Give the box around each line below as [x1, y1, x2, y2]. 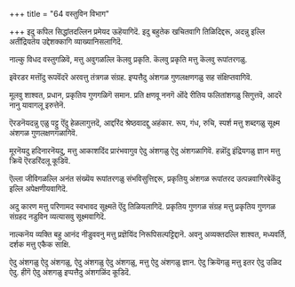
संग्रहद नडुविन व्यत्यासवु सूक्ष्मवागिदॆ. [9, 211, 107, 222]
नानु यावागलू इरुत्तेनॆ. [9, 100, 67, 111]
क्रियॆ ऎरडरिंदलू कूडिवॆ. [9, 156, 71, 166]
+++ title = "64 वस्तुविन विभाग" [9, 9, 109, 19]
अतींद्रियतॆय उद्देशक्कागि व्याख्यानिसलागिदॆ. [9, 37, 124, 46]
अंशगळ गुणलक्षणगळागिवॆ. [9, 127, 78, 138]
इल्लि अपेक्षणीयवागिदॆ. [9, 184, 68, 193]
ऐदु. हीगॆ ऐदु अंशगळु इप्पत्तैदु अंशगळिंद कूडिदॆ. [9, 267, 132, 277]
